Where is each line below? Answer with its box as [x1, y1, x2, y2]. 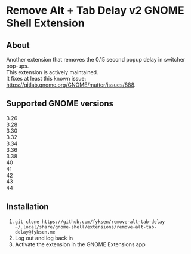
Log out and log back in [14, 234, 73, 241]
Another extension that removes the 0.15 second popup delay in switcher [6, 56, 186, 63]
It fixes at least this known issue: [6, 75, 87, 82]
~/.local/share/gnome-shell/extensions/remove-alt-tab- [14, 224, 157, 230]
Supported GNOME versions [6, 99, 114, 109]
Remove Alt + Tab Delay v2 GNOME [6, 4, 184, 17]
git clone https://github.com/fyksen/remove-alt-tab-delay [14, 219, 165, 225]
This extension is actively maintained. [6, 69, 98, 75]
